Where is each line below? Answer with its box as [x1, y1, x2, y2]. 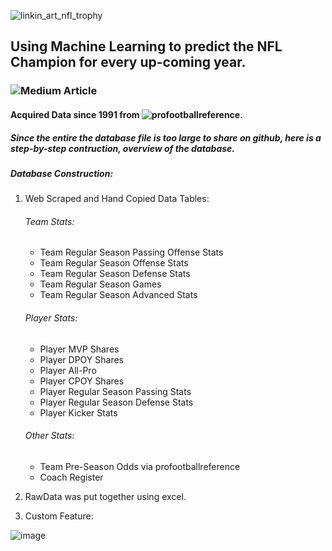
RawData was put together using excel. [24, 490, 187, 502]
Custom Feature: [24, 510, 94, 522]
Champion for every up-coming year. [10, 54, 247, 71]
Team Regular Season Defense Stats [39, 268, 191, 280]
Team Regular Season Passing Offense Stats [39, 246, 224, 259]
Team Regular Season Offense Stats [39, 257, 189, 269]
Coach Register [39, 471, 104, 483]
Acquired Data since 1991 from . [10, 108, 243, 120]
